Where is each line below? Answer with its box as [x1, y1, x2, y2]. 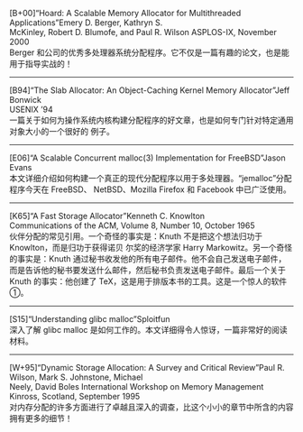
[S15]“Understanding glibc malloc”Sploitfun [9, 314, 170, 324]
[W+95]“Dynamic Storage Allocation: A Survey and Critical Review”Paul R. [9, 363, 286, 372]
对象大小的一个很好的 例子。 [9, 126, 115, 136]
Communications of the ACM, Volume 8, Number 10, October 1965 [9, 220, 255, 231]
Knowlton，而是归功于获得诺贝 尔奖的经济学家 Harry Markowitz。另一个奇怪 [9, 243, 293, 253]
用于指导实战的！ [9, 59, 73, 69]
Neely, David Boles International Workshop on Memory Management [9, 381, 264, 391]
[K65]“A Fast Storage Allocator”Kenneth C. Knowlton [9, 211, 206, 221]
